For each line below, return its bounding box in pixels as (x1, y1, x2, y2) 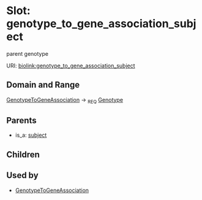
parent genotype (6, 50, 49, 57)
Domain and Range (6, 80, 80, 90)
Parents (6, 115, 37, 126)
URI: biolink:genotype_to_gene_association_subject (6, 62, 136, 69)
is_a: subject (15, 131, 47, 139)
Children (6, 149, 40, 160)
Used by (6, 170, 39, 181)
